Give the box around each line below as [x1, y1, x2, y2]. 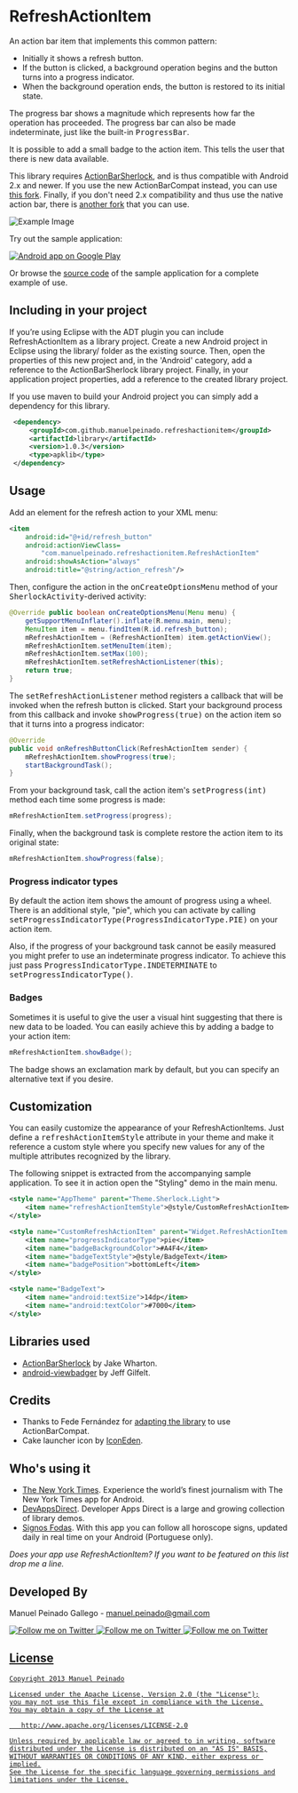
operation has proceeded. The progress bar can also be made [9, 117, 237, 128]
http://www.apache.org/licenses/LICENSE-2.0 [20, 1721, 189, 1730]
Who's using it [9, 1461, 91, 1476]
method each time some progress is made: [9, 794, 166, 805]
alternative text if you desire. [9, 1073, 114, 1084]
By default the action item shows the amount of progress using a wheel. [9, 896, 272, 906]
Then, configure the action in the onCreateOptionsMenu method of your [9, 582, 278, 593]
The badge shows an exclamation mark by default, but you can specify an [9, 1064, 279, 1074]
